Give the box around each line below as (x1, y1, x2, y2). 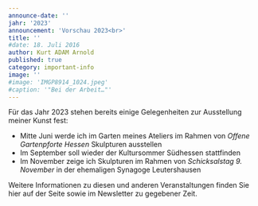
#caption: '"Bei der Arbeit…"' (8, 85, 112, 94)
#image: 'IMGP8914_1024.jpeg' (8, 78, 109, 86)
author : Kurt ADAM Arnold (8, 49, 94, 56)
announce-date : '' (8, 11, 69, 20)
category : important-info (8, 64, 94, 72)
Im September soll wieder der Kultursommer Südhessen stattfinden (19, 148, 241, 157)
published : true (8, 56, 62, 64)
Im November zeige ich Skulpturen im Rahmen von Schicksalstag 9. (19, 157, 243, 166)
